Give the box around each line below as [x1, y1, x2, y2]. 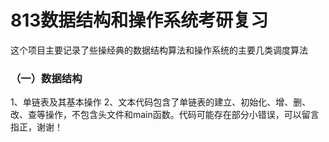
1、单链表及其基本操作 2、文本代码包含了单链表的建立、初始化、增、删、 [10, 96, 312, 108]
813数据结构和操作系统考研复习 [10, 9, 269, 32]
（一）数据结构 [10, 71, 83, 85]
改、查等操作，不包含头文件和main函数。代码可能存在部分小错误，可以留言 [10, 109, 320, 121]
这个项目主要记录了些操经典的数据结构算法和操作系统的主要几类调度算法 [10, 44, 308, 56]
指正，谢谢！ [10, 121, 63, 133]
